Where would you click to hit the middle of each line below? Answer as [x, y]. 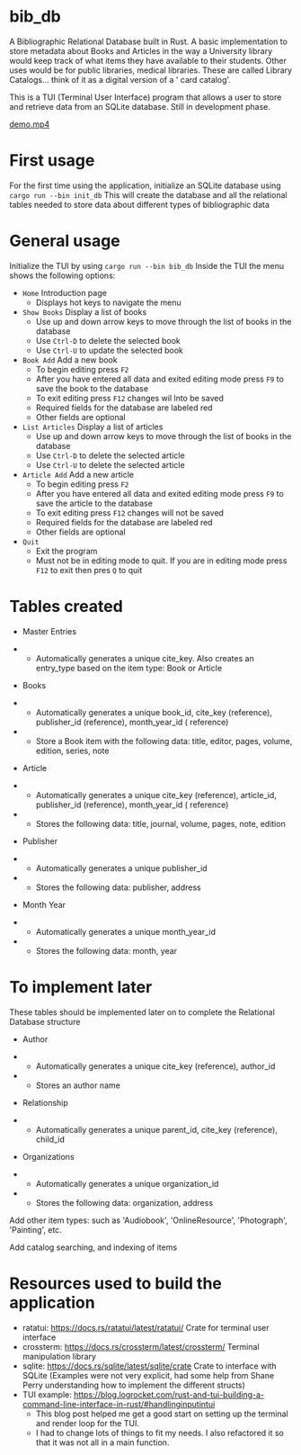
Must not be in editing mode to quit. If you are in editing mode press [161, 561]
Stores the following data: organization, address [124, 1202]
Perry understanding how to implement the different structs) [133, 1385]
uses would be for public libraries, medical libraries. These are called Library [151, 70]
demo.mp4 [30, 124]
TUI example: [47, 1394]
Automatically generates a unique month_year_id [125, 931]
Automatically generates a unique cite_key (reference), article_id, [156, 795]
